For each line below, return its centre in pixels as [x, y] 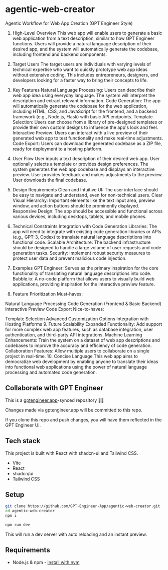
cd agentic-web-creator [30, 511]
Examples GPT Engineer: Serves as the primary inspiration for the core [86, 268]
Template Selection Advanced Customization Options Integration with [77, 319]
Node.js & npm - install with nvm [46, 562]
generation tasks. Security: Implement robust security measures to [81, 253]
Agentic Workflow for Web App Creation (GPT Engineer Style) [69, 23]
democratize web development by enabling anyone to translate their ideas [82, 362]
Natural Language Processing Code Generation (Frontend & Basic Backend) [83, 304]
